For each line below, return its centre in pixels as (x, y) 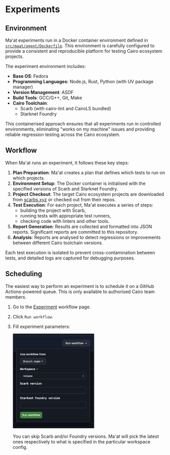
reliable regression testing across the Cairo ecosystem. (63, 135)
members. (16, 297)
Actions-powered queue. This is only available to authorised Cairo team (80, 291)
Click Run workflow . (33, 316)
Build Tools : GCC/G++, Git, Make (47, 98)
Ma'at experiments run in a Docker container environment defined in (77, 40)
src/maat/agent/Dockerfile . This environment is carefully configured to (80, 46)
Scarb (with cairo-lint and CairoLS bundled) (66, 108)
